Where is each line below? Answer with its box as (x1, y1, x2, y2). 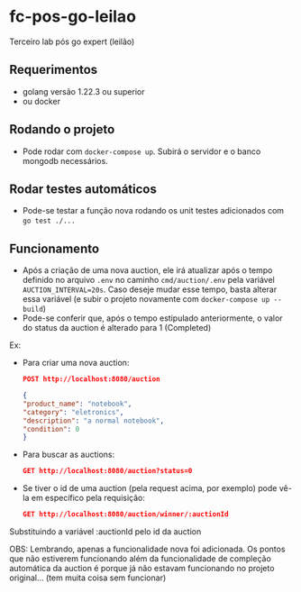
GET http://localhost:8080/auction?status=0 (22, 467, 193, 476)
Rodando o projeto (9, 122, 115, 137)
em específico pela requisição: (31, 493, 146, 504)
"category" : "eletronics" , (22, 407, 124, 416)
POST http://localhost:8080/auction (22, 375, 160, 384)
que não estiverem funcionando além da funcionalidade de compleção (9, 553, 272, 564)
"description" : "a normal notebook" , (22, 416, 165, 425)
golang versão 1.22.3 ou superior (22, 86, 145, 96)
